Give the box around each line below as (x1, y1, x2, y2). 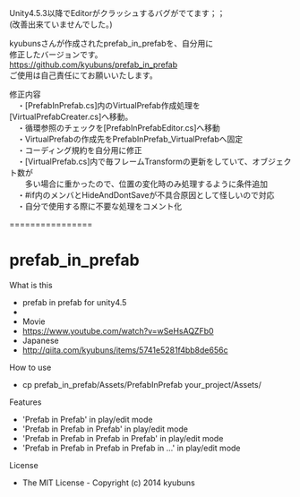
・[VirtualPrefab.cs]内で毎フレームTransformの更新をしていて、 (16, 156, 253, 167)
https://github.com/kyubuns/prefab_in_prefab (9, 59, 178, 70)
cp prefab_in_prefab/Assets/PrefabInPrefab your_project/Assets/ (21, 379, 261, 390)
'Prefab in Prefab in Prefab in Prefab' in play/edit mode (21, 433, 224, 443)
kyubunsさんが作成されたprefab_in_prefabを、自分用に (9, 39, 214, 48)
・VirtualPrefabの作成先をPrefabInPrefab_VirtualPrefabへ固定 (16, 133, 244, 144)
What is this (9, 279, 53, 290)
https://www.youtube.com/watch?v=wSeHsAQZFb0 (21, 325, 214, 336)
